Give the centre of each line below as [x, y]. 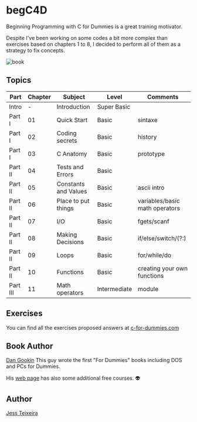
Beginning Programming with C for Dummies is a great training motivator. [94, 26]
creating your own [163, 268]
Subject [74, 96]
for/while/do [154, 255]
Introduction [73, 106]
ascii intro [151, 187]
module [148, 289]
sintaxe [148, 120]
